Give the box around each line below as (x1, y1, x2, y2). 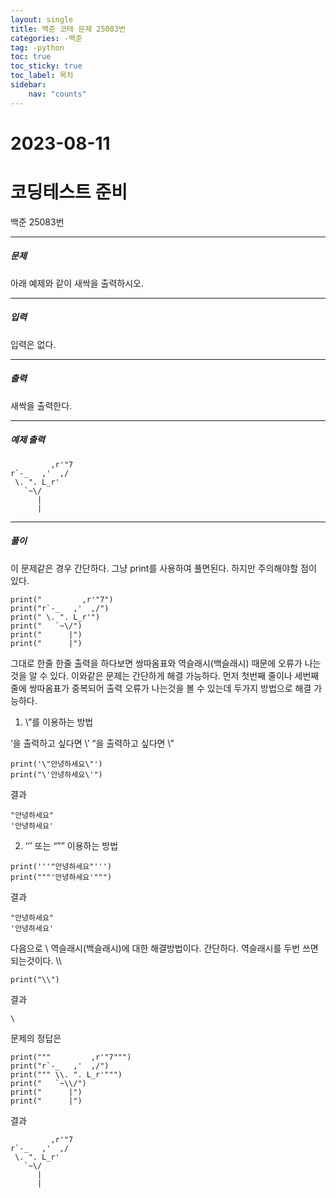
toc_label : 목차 (10, 71, 74, 81)
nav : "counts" (28, 89, 87, 99)
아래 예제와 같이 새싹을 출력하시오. (10, 277, 144, 289)
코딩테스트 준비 (10, 181, 128, 203)
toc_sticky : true (10, 61, 83, 71)
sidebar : (10, 80, 47, 90)
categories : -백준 (10, 33, 83, 43)
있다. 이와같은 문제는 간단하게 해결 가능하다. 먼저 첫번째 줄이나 (49, 669, 293, 681)
